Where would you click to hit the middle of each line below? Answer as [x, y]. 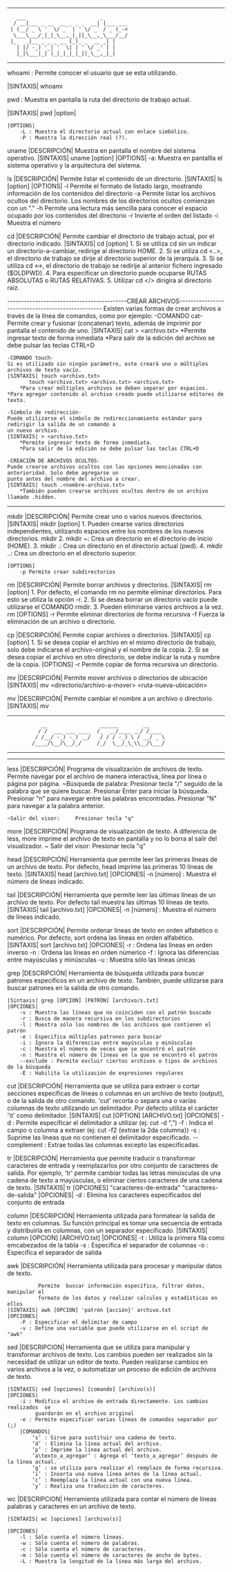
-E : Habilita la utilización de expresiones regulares [102, 1073]
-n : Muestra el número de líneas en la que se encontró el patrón [118, 1055]
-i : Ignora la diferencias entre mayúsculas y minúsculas [106, 1043]
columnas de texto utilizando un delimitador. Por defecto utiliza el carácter [113, 1108]
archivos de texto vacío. [44, 370]
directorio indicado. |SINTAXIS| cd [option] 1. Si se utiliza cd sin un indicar [112, 244]
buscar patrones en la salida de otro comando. [74, 988]
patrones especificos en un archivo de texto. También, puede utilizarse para [115, 980]
